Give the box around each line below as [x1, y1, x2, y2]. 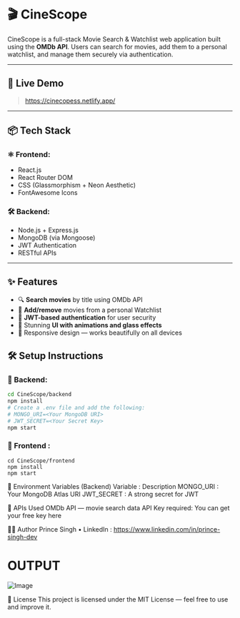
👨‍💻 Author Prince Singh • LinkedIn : [7, 525, 112, 533]
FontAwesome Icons [17, 188, 78, 197]
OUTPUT [7, 557, 61, 574]
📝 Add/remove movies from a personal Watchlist [17, 305, 162, 314]
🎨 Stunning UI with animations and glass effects [17, 320, 162, 329]
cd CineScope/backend [7, 391, 72, 398]
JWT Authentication [17, 240, 77, 249]
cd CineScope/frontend [7, 457, 75, 465]
